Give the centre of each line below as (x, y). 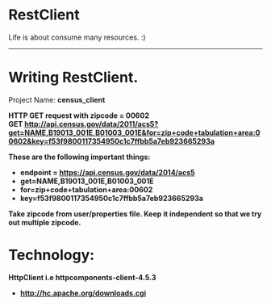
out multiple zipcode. (45, 222)
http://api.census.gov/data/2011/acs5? (91, 124)
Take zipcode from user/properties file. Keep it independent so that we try (135, 214)
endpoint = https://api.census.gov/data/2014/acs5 (107, 172)
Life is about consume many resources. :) (77, 37)
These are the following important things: (79, 157)
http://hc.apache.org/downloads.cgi (83, 293)
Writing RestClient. (73, 78)
